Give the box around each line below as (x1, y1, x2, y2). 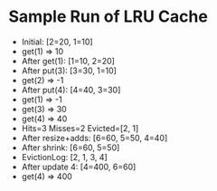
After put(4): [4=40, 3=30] (21, 84, 121, 95)
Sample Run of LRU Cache (8, 6, 209, 27)
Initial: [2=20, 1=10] (21, 36, 93, 47)
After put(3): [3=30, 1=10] (21, 65, 117, 76)
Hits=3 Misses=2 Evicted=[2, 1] (21, 122, 139, 133)
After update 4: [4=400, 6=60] (21, 161, 137, 172)
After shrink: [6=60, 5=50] (21, 142, 120, 153)
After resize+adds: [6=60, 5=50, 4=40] (21, 132, 168, 143)
